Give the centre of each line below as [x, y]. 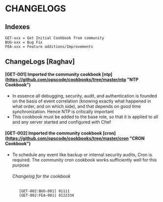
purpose [21, 165]
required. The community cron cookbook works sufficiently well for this [84, 160]
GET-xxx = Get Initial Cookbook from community [55, 38]
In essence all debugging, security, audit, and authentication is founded [84, 96]
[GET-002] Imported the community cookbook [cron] [60, 133]
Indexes [18, 27]
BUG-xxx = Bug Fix [24, 42]
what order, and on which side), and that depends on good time [76, 106]
